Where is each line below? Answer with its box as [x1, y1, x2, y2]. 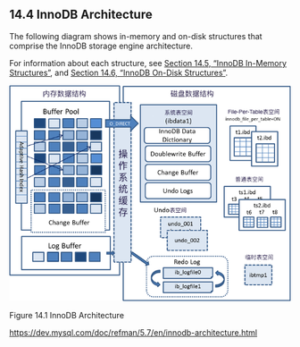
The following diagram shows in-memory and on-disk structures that [9, 30, 262, 41]
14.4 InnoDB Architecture [9, 7, 154, 22]
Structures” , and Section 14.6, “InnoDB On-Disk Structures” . [9, 67, 229, 78]
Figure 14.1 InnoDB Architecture [9, 310, 125, 321]
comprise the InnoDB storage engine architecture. [9, 40, 194, 51]
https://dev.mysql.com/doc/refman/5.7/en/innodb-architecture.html [9, 327, 258, 338]
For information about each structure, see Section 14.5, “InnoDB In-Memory [9, 57, 287, 68]
